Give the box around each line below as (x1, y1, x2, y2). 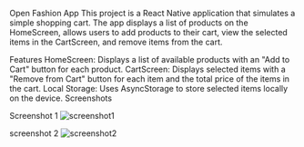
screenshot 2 (9, 128, 59, 139)
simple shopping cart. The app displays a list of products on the (9, 17, 248, 28)
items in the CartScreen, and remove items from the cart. (9, 36, 223, 47)
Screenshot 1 (9, 111, 58, 121)
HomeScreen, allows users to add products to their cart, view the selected (9, 27, 289, 37)
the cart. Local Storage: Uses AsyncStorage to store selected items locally (9, 83, 289, 93)
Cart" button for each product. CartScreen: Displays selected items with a (9, 64, 286, 74)
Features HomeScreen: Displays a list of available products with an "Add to (9, 54, 290, 64)
